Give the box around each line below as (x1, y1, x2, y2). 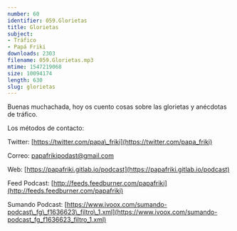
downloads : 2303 (7, 50, 56, 58)
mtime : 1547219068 (7, 63, 62, 70)
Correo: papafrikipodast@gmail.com (7, 151, 114, 160)
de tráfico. (7, 110, 38, 119)
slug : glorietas (7, 83, 56, 90)
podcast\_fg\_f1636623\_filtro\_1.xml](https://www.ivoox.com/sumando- (7, 208, 218, 217)
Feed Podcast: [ (7, 179, 54, 188)
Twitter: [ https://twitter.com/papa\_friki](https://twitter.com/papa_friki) (7, 138, 213, 146)
